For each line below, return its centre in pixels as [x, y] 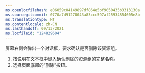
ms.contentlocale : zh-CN [31, 24]
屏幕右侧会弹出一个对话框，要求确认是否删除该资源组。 [62, 48]
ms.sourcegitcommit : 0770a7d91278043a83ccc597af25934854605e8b [73, 15]
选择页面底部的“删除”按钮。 [41, 65]
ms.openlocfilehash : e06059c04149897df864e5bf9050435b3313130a [73, 10]
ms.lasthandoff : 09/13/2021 [35, 29]
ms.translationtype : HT [30, 19]
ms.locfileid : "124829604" [33, 33]
